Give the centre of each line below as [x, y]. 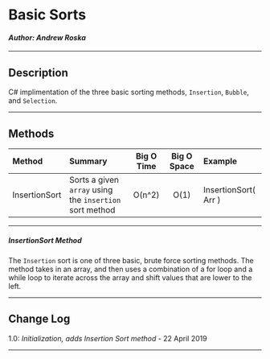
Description [38, 73]
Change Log [39, 319]
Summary [88, 161]
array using [91, 190]
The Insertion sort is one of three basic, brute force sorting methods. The [131, 260]
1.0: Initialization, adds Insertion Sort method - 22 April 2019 [108, 338]
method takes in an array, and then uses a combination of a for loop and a [131, 269]
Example [221, 161]
